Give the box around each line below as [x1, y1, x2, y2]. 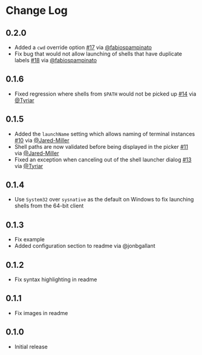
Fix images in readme [14, 309, 68, 316]
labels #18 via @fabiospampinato [14, 57, 97, 64]
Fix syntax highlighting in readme [14, 276, 97, 283]
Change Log [5, 4, 68, 18]
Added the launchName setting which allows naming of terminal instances [14, 130, 195, 137]
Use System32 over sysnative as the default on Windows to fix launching [14, 196, 194, 203]
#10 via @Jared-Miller [14, 137, 70, 144]
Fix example [14, 236, 45, 243]
